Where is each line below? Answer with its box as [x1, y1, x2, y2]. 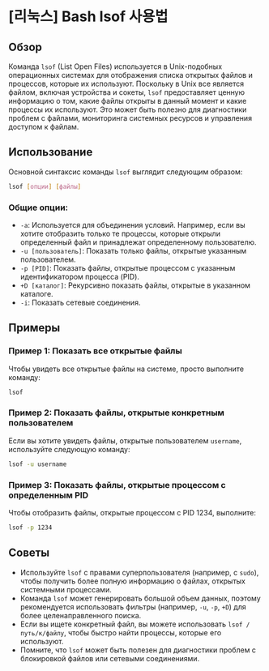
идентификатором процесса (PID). [19, 271, 140, 281]
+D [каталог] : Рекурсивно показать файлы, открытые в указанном [19, 280, 251, 290]
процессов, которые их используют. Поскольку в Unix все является [8, 79, 245, 88]
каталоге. [19, 288, 54, 298]
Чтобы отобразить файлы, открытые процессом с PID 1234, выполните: [8, 508, 257, 518]
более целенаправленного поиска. [19, 610, 142, 620]
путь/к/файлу [19, 629, 65, 637]
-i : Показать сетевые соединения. [19, 297, 141, 307]
